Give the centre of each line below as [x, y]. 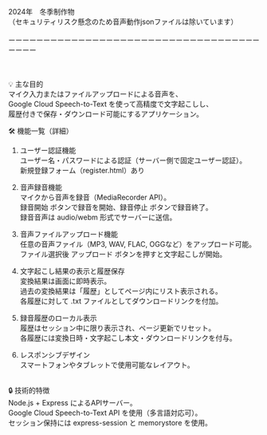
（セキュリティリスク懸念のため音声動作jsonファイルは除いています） [123, 22]
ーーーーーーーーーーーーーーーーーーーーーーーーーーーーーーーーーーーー [134, 40]
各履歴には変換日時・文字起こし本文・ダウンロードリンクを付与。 [128, 338]
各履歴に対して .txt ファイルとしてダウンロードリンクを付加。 [121, 301]
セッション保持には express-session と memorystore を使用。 [110, 423]
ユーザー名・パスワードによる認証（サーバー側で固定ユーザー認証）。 [133, 160]
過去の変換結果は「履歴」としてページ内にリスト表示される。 [121, 291]
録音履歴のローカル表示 [58, 318]
